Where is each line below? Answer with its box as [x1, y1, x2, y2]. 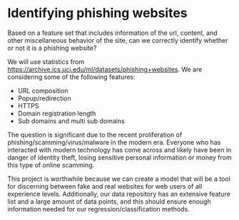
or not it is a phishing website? [7, 43, 97, 52]
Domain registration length [17, 109, 96, 117]
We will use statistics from [7, 57, 84, 66]
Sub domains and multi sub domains [17, 116, 125, 125]
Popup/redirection [17, 94, 71, 103]
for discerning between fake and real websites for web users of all [7, 182, 203, 190]
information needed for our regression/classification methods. [7, 204, 190, 213]
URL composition [17, 86, 69, 95]
